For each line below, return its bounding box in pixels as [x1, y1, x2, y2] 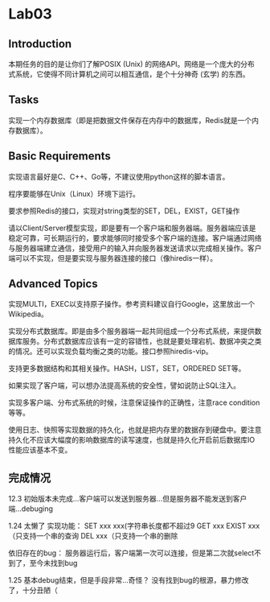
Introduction [8, 37, 72, 51]
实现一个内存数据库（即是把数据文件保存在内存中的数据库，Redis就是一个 [8, 115, 252, 125]
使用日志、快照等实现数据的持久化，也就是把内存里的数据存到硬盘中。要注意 [8, 425, 262, 435]
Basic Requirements [8, 150, 111, 163]
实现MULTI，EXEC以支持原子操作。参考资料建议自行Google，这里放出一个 [8, 299, 256, 309]
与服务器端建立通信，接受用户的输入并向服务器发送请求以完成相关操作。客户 [8, 243, 262, 253]
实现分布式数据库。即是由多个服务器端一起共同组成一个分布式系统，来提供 [8, 327, 255, 336]
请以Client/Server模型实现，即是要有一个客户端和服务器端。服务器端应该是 [8, 223, 256, 233]
